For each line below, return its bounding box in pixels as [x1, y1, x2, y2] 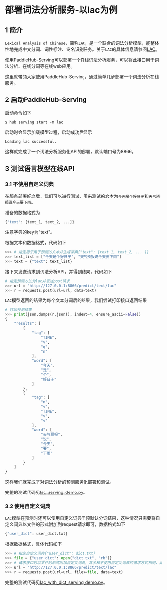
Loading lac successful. [5, 139, 57, 144]
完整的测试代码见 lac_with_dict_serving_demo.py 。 [5, 579, 108, 585]
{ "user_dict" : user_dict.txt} [5, 531, 68, 536]
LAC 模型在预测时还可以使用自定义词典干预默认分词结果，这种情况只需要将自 [5, 515, 160, 521]
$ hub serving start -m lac [5, 120, 64, 125]
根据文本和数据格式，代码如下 [5, 240, 66, 246]
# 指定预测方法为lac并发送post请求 [5, 279, 70, 284]
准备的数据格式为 [5, 209, 40, 215]
